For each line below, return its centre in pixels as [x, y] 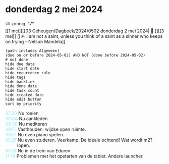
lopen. [23, 145]
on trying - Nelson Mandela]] [35, 41]
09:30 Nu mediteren [26, 124]
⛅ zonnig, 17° [20, 23]
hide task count [22, 90]
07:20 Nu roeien [22, 113]
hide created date [24, 95]
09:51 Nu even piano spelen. [35, 134]
